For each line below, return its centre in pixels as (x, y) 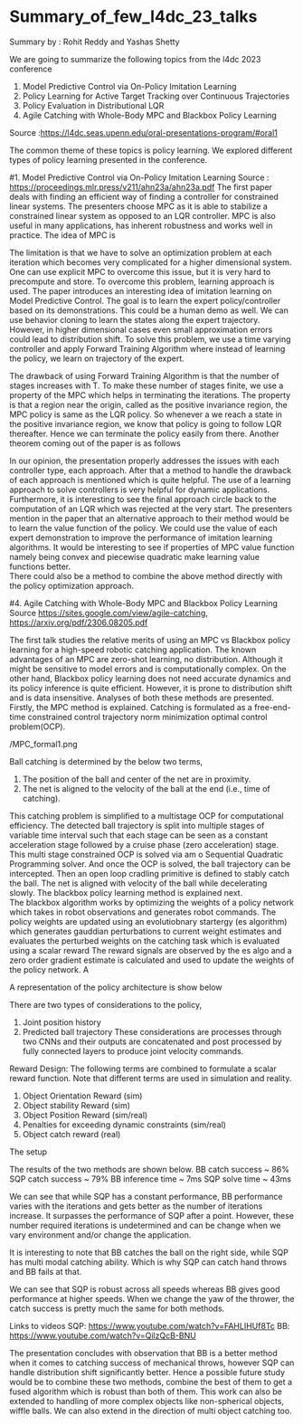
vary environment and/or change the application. (100, 1235)
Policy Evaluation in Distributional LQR (93, 105)
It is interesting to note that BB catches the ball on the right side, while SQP (149, 1252)
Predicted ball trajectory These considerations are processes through (152, 1031)
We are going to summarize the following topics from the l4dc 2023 (135, 59)
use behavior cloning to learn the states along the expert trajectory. (135, 319)
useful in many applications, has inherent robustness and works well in (141, 225)
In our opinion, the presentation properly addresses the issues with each (145, 461)
